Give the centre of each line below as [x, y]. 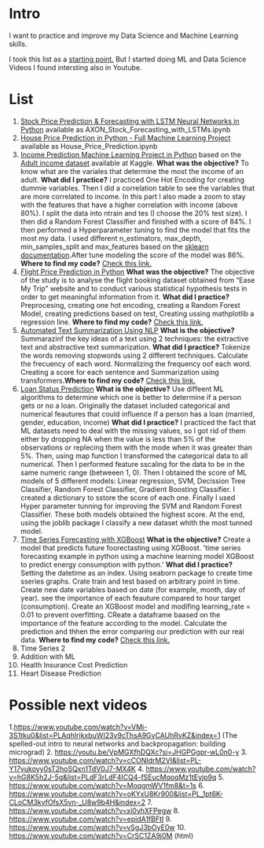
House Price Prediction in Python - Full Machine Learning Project [125, 138]
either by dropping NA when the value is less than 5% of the [118, 439]
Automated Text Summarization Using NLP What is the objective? [127, 330]
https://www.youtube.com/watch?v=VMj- [81, 727]
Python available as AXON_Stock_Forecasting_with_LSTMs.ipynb [125, 129]
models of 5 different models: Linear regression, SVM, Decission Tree [133, 480]
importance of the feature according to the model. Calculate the [123, 623]
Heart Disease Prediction [60, 673]
